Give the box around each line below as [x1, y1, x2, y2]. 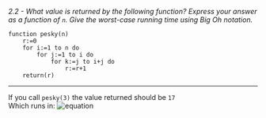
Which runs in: [8, 101, 55, 110]
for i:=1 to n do [22, 44, 80, 52]
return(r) [22, 72, 55, 79]
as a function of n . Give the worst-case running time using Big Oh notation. [8, 15, 253, 24]
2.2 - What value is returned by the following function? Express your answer [8, 7, 257, 16]
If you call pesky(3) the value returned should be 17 [8, 93, 176, 101]
